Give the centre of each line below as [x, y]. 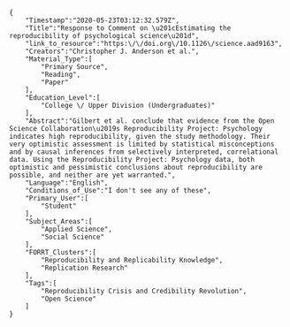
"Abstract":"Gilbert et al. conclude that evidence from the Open [150, 121]
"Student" [59, 206]
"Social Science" [72, 237]
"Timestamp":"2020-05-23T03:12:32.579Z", [102, 20]
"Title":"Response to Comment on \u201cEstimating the [128, 28]
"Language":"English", [67, 183]
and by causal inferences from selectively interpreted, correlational [144, 152]
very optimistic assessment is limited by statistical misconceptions [142, 144]
